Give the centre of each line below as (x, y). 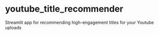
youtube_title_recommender (64, 9)
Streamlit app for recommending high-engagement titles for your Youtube (79, 22)
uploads (13, 27)
